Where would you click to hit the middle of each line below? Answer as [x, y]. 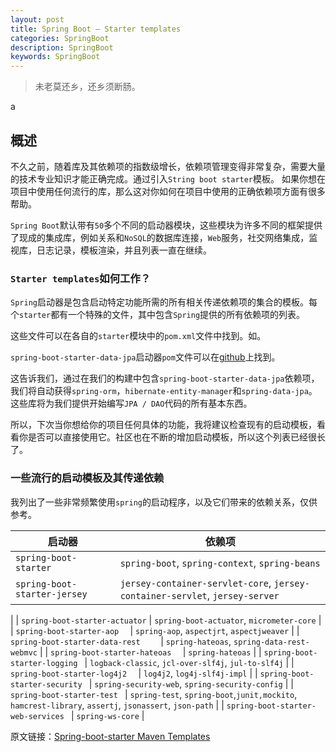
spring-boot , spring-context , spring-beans [220, 563]
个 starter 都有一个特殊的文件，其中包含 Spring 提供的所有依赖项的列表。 [158, 315]
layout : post [37, 19]
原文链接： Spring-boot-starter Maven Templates [110, 736]
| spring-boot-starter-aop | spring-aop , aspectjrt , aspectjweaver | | [155, 630]
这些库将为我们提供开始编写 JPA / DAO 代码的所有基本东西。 [131, 403]
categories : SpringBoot [60, 38]
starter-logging [44, 663]
